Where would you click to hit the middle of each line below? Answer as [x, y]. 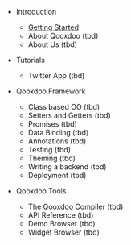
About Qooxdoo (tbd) [63, 36]
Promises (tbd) [53, 124]
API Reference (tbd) [61, 215]
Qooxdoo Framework [51, 91]
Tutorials [31, 60]
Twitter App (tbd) [56, 75]
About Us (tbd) [53, 44]
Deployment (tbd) [57, 175]
